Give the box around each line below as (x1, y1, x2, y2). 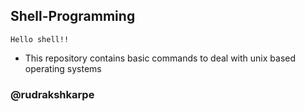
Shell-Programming (10, 8, 136, 25)
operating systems (24, 62, 102, 74)
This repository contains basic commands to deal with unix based (24, 52, 297, 64)
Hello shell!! (10, 34, 70, 44)
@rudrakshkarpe (10, 87, 95, 101)
